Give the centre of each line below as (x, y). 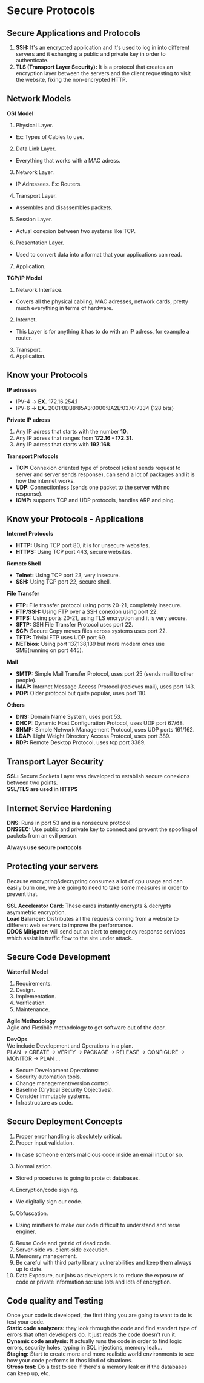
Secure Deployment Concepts (65, 1122)
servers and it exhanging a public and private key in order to (90, 54)
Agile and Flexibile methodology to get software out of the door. (86, 1027)
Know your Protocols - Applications (76, 519)
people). (26, 681)
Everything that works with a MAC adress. (68, 160)
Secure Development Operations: (57, 1070)
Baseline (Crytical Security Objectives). (64, 1089)
